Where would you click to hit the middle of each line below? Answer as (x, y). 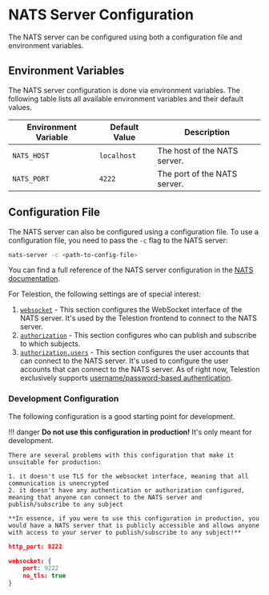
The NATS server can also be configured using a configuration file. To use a (133, 231)
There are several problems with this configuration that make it (121, 455)
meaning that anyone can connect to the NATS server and (105, 497)
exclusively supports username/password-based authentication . (126, 378)
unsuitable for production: (55, 462)
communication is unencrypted (59, 483)
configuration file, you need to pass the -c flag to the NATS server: (118, 240)
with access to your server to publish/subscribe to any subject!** (125, 532)
